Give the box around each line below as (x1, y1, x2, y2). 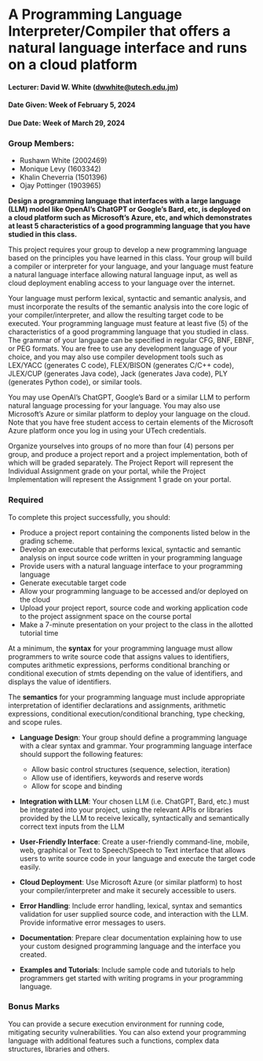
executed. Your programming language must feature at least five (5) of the (8, 319, 249, 328)
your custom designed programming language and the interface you (19, 941, 241, 951)
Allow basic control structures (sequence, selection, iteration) (31, 764, 231, 773)
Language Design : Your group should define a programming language (19, 733, 247, 742)
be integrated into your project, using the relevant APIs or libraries (19, 805, 233, 814)
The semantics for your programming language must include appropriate (8, 692, 246, 702)
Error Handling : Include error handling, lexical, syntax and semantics (19, 900, 243, 911)
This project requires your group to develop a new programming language (8, 245, 247, 254)
